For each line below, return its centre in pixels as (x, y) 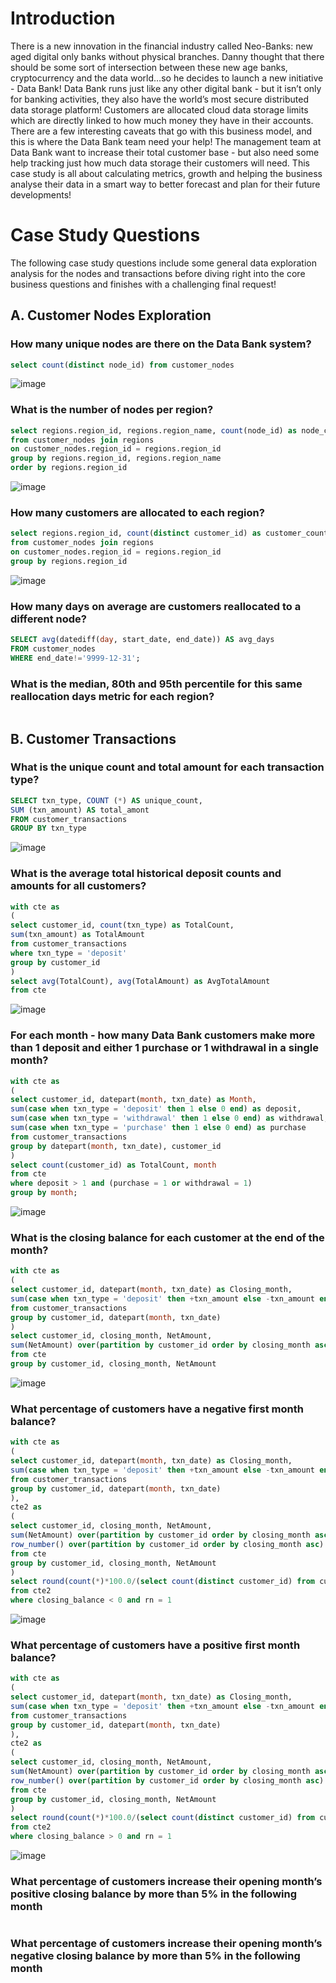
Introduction (63, 18)
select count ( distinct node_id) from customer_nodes (122, 365)
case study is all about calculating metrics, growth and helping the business (166, 173)
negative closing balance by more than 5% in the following (155, 1956)
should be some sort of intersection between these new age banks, (149, 67)
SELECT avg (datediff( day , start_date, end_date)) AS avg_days (142, 640)
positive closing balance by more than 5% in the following (153, 1894)
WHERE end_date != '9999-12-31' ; (75, 658)
